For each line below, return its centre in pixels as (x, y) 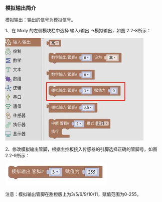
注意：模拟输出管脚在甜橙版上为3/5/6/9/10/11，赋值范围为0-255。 (73, 194)
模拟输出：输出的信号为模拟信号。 (40, 20)
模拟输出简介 (21, 8)
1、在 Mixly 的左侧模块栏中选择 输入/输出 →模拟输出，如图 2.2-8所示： (78, 31)
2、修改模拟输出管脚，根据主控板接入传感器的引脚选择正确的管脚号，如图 (81, 149)
